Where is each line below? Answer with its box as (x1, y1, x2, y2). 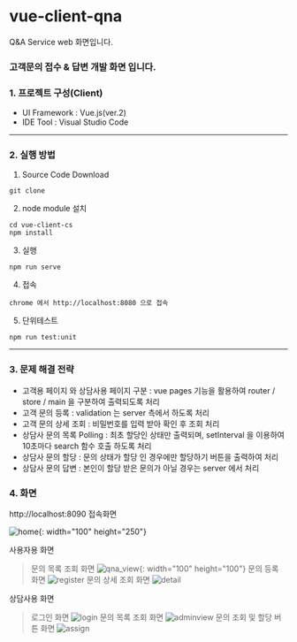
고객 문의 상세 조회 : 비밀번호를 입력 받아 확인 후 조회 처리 (21, 418, 220, 429)
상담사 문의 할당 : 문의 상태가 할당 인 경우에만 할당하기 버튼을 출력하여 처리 (21, 451, 279, 462)
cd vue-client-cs (9, 221, 73, 230)
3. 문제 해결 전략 (9, 363, 75, 376)
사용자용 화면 (9, 545, 55, 555)
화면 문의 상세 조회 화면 (30, 575, 150, 585)
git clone (9, 187, 46, 195)
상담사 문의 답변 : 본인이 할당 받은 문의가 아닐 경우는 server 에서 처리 (21, 462, 260, 473)
